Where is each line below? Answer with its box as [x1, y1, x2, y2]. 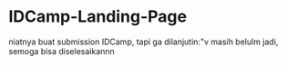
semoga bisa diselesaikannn [8, 45, 115, 56]
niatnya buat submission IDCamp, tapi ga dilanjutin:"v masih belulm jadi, [8, 36, 279, 47]
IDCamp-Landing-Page [8, 6, 188, 27]
